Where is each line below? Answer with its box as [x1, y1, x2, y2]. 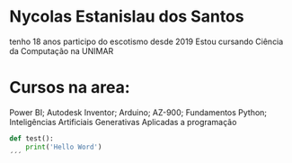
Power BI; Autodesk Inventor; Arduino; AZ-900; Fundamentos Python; [9, 106, 268, 118]
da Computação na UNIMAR [9, 45, 114, 56]
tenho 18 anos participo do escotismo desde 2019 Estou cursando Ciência [9, 36, 284, 47]
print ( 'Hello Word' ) [25, 142, 102, 151]
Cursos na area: [9, 77, 130, 98]
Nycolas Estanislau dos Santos [9, 6, 244, 27]
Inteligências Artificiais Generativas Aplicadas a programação [9, 116, 237, 127]
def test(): [9, 133, 54, 143]
